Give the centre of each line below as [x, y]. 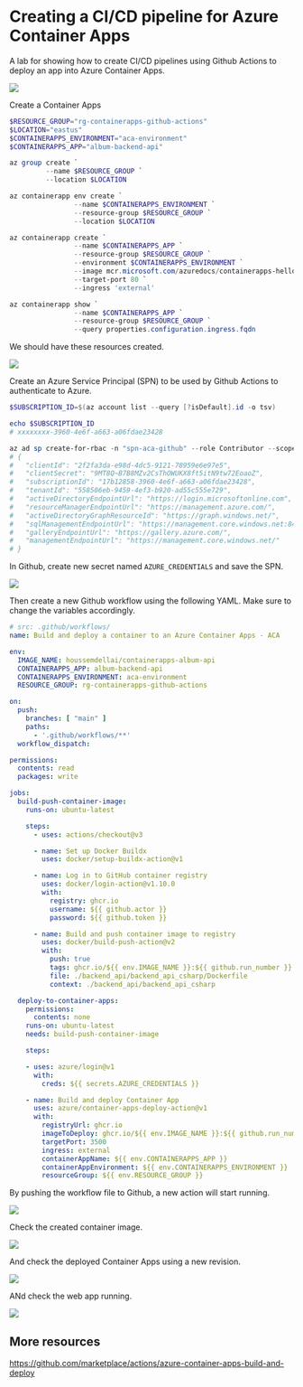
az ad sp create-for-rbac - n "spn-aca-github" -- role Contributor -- [143, 448]
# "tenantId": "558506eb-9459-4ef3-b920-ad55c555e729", [120, 491]
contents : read [46, 768]
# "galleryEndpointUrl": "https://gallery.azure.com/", [120, 532]
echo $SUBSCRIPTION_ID [52, 424]
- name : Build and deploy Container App [102, 1100]
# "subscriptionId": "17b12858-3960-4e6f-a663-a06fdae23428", [133, 482]
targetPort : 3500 [74, 1142]
